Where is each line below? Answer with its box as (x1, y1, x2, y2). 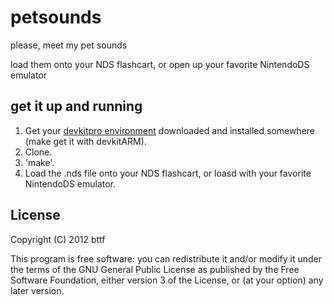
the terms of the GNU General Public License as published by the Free (10, 263, 300, 275)
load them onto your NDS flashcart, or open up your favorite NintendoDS (10, 58, 310, 70)
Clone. (24, 146, 53, 158)
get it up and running (10, 98, 143, 115)
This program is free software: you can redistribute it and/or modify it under (10, 252, 322, 265)
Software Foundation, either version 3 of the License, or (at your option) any (10, 274, 324, 286)
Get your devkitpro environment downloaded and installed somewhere (24, 124, 315, 136)
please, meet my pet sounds (10, 39, 128, 51)
